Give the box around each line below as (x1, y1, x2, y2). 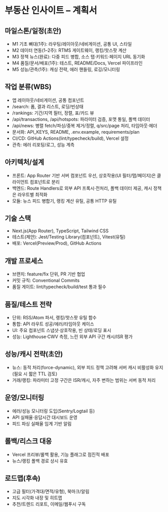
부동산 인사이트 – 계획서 (5, 5, 97, 16)
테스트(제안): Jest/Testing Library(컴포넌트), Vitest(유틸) (12, 234, 126, 240)
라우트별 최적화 (17, 191, 48, 197)
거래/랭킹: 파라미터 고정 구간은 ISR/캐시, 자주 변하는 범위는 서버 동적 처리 (12, 377, 156, 383)
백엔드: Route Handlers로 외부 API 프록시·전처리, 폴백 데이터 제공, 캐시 (12, 185, 152, 191)
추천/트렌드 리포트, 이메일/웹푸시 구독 (12, 501, 86, 507)
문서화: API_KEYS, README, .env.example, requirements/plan (12, 129, 140, 135)
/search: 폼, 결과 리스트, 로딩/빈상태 (12, 103, 84, 109)
